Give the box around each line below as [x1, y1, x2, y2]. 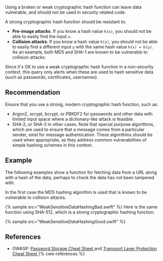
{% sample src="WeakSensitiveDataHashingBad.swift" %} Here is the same [5, 204, 158, 210]
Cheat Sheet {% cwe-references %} [12, 251, 85, 257]
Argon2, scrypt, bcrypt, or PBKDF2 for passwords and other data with [12, 111, 153, 117]
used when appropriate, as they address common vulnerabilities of [12, 137, 147, 142]
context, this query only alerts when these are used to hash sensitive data [5, 69, 154, 75]
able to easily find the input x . [12, 34, 72, 39]
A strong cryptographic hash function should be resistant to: [5, 19, 126, 24]
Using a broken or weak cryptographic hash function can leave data [5, 4, 142, 10]
